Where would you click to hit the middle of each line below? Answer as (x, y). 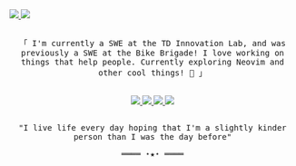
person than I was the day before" (153, 137)
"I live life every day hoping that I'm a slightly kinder (152, 127)
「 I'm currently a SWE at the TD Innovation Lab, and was (153, 43)
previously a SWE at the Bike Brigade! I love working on (153, 53)
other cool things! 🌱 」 (153, 73)
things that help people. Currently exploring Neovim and (153, 62)
